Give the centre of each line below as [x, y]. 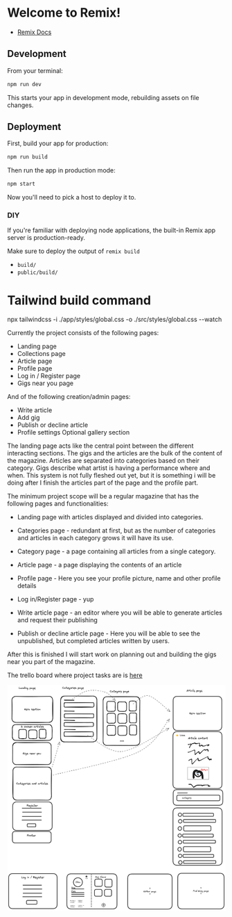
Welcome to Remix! [64, 13]
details [27, 586]
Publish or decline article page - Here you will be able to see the [109, 633]
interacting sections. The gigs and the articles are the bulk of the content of [115, 453]
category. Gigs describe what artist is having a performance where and [109, 468]
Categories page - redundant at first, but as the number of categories [116, 530]
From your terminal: [35, 70]
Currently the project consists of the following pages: [83, 333]
